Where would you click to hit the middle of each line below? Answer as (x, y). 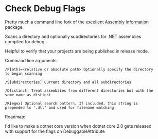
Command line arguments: (32, 60)
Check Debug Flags (45, 9)
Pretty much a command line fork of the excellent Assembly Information (77, 22)
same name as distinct (28, 95)
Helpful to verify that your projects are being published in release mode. (77, 51)
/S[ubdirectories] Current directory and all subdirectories (68, 82)
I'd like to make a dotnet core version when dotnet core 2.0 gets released (78, 126)
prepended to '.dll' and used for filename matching (60, 107)
